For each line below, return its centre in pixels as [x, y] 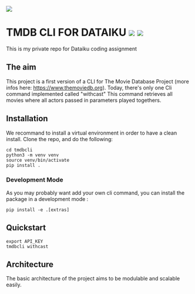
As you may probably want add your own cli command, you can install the [95, 193]
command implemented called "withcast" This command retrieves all [90, 93]
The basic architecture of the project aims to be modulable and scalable [93, 279]
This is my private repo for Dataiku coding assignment [71, 49]
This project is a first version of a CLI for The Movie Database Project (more [97, 81]
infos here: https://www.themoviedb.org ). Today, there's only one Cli [89, 88]
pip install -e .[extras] [38, 210]
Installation [27, 118]
